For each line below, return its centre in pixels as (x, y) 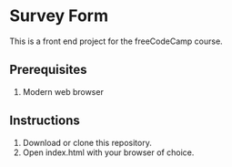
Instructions (45, 121)
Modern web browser (63, 91)
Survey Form (59, 16)
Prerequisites (48, 70)
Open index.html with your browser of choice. (108, 152)
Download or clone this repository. (87, 142)
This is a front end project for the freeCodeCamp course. (116, 41)
